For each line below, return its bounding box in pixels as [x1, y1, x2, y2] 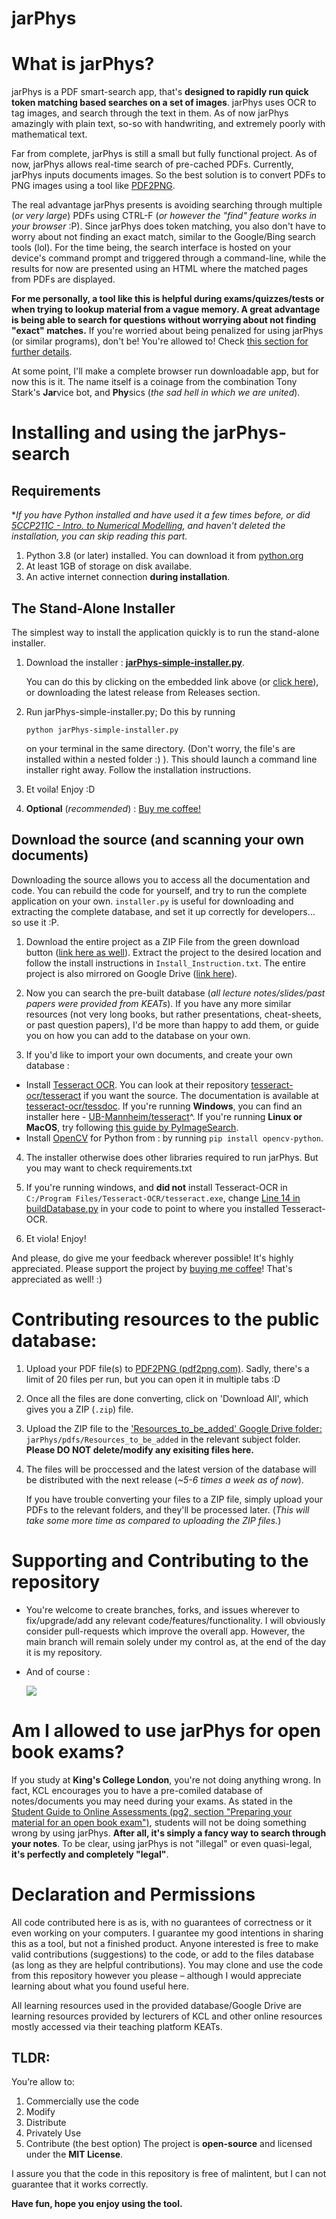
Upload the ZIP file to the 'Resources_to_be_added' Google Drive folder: [25, 1422, 323, 1434]
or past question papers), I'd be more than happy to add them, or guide [25, 1018, 319, 1031]
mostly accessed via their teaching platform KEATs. [11, 2020, 223, 2032]
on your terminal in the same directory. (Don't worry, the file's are [25, 742, 296, 754]
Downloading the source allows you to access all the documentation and [11, 873, 311, 886]
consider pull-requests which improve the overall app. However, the [25, 1625, 306, 1637]
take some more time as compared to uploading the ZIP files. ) [25, 1514, 282, 1526]
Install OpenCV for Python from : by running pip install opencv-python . [25, 1132, 324, 1144]
